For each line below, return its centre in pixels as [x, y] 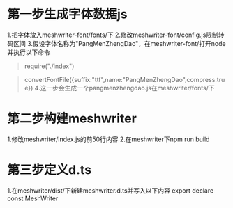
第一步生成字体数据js [67, 14]
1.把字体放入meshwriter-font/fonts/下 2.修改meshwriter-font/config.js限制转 [116, 35]
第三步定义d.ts [50, 170]
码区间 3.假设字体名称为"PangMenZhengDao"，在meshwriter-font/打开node [116, 43]
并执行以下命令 [29, 52]
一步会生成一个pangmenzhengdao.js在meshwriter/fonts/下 [130, 88]
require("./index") [49, 66]
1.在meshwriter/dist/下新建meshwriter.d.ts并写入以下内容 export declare [111, 190]
